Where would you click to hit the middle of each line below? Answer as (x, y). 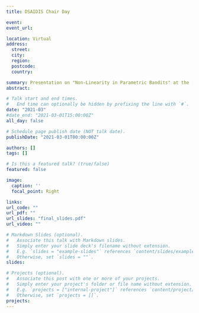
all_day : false (25, 121)
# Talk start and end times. (42, 99)
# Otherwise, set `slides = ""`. (50, 257)
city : (18, 55)
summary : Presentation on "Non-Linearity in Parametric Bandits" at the (98, 83)
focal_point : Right (36, 191)
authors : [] (21, 148)
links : (14, 202)
